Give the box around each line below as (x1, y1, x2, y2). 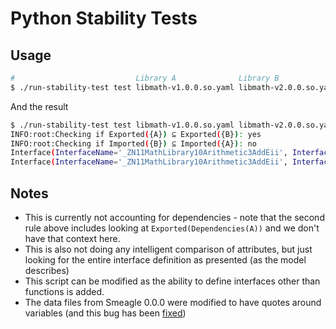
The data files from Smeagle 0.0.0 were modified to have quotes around (24, 296, 322, 308)
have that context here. (24, 232, 121, 244)
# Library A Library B (10, 73, 280, 83)
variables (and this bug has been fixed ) (24, 307, 187, 319)
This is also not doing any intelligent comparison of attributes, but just (24, 243, 313, 255)
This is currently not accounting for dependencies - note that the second (24, 211, 325, 223)
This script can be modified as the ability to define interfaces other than (24, 275, 321, 287)
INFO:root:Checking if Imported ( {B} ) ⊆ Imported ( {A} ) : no (10, 138, 257, 149)
